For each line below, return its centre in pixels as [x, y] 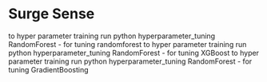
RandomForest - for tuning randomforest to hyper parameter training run [128, 44]
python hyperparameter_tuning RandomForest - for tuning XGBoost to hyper [134, 53]
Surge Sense [52, 14]
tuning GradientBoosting [49, 69]
